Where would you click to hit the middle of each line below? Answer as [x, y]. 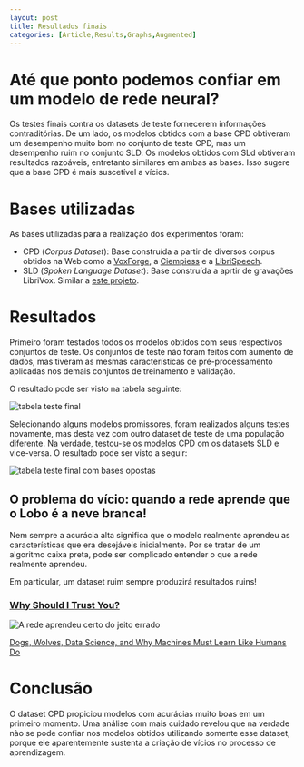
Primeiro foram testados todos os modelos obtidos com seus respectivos [146, 342]
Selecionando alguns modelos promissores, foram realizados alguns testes [150, 424]
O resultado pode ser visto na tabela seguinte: [96, 389]
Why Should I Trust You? [65, 605]
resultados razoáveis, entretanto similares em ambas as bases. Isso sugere [150, 162]
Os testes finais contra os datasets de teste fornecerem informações [137, 124]
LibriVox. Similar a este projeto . [80, 280]
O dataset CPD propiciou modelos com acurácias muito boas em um [137, 714]
